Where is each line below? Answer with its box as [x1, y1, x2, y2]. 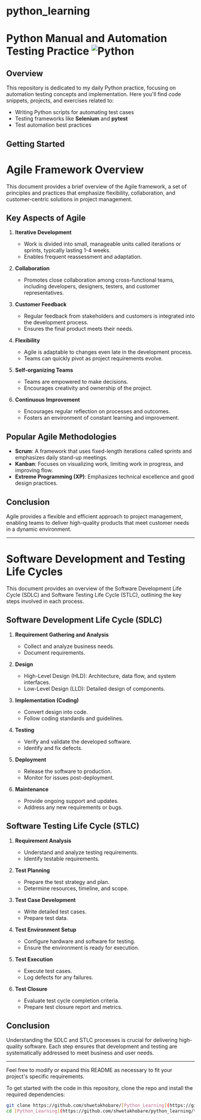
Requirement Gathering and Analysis [14, 631, 109, 638]
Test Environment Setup [14, 926, 77, 933]
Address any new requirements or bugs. [23, 804, 123, 811]
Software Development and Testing [6, 552, 185, 566]
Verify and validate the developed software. [23, 737, 132, 745]
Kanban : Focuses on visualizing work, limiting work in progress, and [14, 461, 184, 468]
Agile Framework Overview [6, 163, 144, 177]
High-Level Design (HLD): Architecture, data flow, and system [23, 672, 176, 679]
